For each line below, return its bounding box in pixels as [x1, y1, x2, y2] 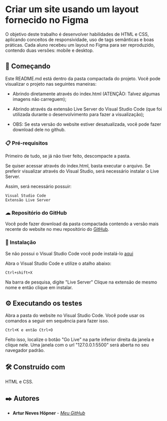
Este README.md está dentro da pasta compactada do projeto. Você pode [5, 75, 160, 82]
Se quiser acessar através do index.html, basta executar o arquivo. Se [5, 163, 150, 169]
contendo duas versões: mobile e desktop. [5, 47, 94, 53]
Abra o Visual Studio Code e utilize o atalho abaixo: [5, 260, 112, 266]
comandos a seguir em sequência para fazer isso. [5, 318, 109, 324]
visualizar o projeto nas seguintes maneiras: [5, 81, 97, 87]
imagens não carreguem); [12, 96, 67, 102]
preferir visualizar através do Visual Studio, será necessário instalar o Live [5, 168, 159, 174]
